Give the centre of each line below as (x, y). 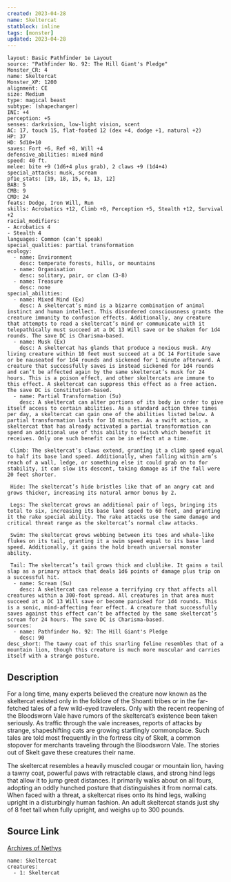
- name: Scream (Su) (43, 584)
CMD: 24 (18, 197)
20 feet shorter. (32, 475)
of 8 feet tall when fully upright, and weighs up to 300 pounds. (96, 810)
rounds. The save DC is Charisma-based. (66, 336)
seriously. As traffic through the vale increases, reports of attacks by (104, 723)
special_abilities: (35, 294)
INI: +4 (18, 112)
